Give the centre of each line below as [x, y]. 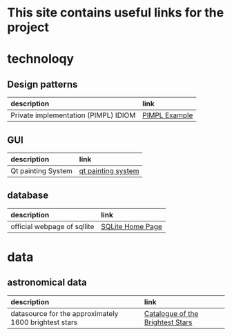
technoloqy [41, 59]
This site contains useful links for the [116, 13]
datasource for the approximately [65, 313]
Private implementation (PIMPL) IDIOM [73, 115]
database [28, 196]
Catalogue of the [171, 313]
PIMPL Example [168, 115]
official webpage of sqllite [52, 226]
